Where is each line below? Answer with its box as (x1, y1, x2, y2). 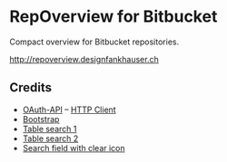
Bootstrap (22, 113, 60, 124)
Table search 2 (22, 133, 79, 144)
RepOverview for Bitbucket (9, 6, 218, 27)
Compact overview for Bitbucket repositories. (9, 36, 180, 47)
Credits (9, 80, 53, 96)
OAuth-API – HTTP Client (22, 104, 116, 115)
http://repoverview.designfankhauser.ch (9, 53, 159, 64)
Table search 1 (22, 123, 77, 134)
